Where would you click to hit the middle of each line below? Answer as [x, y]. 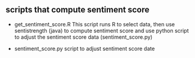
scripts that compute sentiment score [77, 10]
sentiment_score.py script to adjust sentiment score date [85, 48]
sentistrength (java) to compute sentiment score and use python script [102, 30]
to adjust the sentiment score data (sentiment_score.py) [83, 37]
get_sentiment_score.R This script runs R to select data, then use [94, 24]
